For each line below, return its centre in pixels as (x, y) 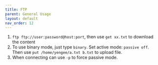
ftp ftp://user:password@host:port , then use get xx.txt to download (83, 37)
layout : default (21, 18)
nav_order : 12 (20, 23)
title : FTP (16, 9)
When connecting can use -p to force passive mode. (65, 57)
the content (24, 42)
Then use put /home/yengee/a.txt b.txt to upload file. (67, 52)
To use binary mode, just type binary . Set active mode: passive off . (80, 47)
